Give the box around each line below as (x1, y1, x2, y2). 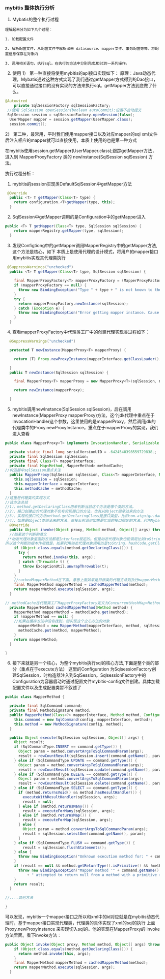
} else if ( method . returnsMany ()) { (18, 804, 93, 809)
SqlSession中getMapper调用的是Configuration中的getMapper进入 (12, 214, 146, 220)
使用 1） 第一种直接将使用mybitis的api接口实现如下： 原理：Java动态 (12, 70, 151, 76)
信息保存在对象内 (8, 52, 38, 57)
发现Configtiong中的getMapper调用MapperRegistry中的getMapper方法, (12, 242, 158, 248)
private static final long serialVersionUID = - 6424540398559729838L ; (9, 449, 157, 454)
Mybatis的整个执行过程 (12, 16, 59, 23)
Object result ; (14, 740, 45, 745)
